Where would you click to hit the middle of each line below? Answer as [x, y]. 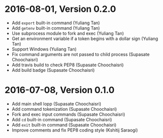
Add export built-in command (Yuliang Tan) [56, 23]
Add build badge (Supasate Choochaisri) [53, 70]
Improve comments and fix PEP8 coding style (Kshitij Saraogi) [75, 130]
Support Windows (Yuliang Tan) [44, 49]
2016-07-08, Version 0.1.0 [60, 90]
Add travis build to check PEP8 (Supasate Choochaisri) [68, 65]
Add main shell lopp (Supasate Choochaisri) [57, 104]
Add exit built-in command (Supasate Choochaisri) [64, 125]
